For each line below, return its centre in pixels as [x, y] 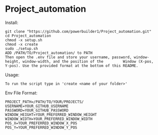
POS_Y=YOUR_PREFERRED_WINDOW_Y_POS [41, 127]
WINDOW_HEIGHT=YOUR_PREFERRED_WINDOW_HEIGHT [51, 114]
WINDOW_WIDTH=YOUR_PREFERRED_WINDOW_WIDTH [49, 119]
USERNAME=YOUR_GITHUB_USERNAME [37, 106]
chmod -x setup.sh [24, 40]
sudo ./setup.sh [21, 48]
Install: [12, 22]
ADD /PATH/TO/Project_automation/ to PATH [49, 53]
